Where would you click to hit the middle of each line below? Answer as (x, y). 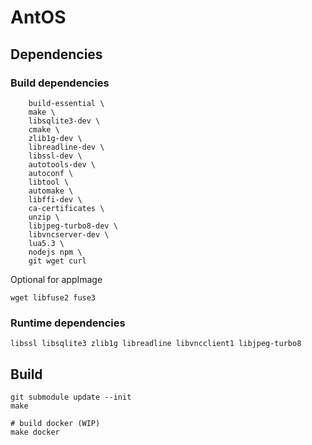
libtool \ (49, 182)
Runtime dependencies (68, 323)
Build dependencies (60, 83)
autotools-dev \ (62, 164)
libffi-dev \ (55, 199)
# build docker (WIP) (55, 423)
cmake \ (44, 129)
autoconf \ (51, 173)
